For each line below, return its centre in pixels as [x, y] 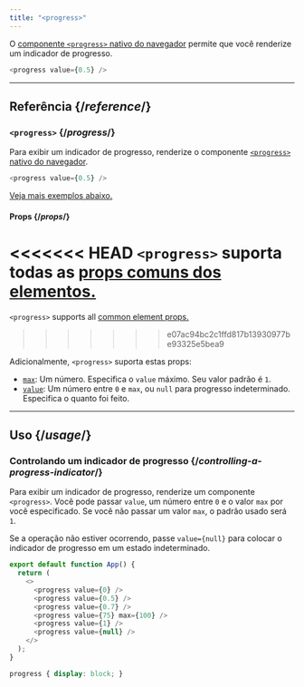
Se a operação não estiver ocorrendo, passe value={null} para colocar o [146, 538]
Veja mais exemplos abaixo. [61, 196]
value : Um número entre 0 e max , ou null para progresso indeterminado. [157, 388]
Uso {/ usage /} [51, 435]
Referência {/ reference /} [81, 106]
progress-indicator [52, 472]
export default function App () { [72, 565]
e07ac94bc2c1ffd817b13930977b [229, 334]
